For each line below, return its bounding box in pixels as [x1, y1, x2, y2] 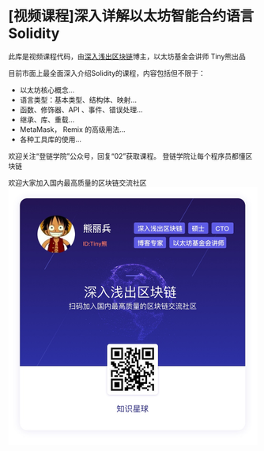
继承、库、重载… [19, 115, 75, 124]
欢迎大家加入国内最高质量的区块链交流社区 [8, 178, 147, 187]
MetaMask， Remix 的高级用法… [19, 124, 126, 134]
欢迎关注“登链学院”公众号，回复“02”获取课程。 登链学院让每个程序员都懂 [8, 151, 246, 160]
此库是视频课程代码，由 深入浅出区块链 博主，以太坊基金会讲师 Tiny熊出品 [8, 51, 247, 61]
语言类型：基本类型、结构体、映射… [19, 95, 137, 104]
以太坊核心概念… [19, 85, 75, 95]
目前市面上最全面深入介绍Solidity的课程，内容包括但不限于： [8, 68, 206, 77]
